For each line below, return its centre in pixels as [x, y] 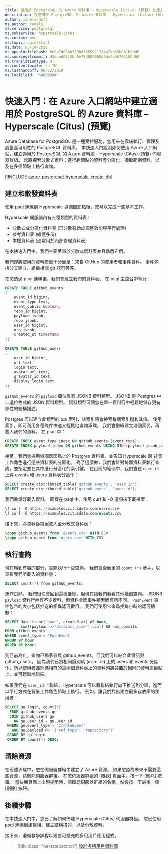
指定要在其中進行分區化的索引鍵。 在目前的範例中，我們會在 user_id [88, 468]
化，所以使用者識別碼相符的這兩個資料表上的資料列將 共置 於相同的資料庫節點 [84, 668]
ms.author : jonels [24, 24]
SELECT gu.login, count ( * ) [33, 707]
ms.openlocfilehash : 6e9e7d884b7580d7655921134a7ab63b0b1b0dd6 [72, 52]
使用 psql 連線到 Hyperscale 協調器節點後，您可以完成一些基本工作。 [76, 207]
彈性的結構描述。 [23, 408]
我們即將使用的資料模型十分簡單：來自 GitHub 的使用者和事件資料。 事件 [80, 262]
